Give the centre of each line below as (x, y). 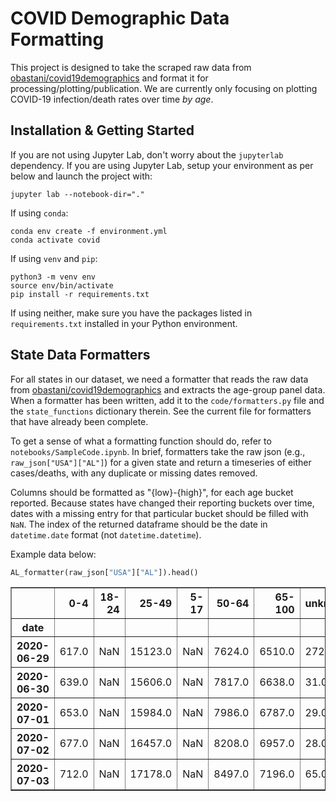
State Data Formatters (80, 355)
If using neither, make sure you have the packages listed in (131, 313)
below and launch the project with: (81, 176)
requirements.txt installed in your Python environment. (124, 323)
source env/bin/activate (62, 285)
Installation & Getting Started (102, 130)
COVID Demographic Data (120, 18)
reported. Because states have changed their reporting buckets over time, (162, 503)
